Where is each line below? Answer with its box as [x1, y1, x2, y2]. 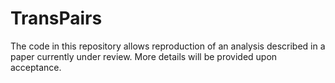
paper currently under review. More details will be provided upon [10, 50, 278, 62]
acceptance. [10, 61, 62, 73]
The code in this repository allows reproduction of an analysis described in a [10, 40, 326, 52]
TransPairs [10, 7, 103, 30]
